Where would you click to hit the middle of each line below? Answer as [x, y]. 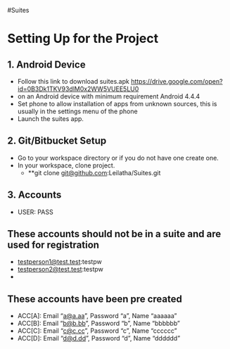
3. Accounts [34, 195]
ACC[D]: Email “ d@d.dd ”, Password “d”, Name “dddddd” [99, 338]
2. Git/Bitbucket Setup [57, 141]
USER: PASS [36, 212]
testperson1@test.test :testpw [59, 262]
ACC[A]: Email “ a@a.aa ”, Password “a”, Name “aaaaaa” [97, 316]
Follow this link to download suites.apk [74, 81]
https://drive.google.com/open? [177, 81]
